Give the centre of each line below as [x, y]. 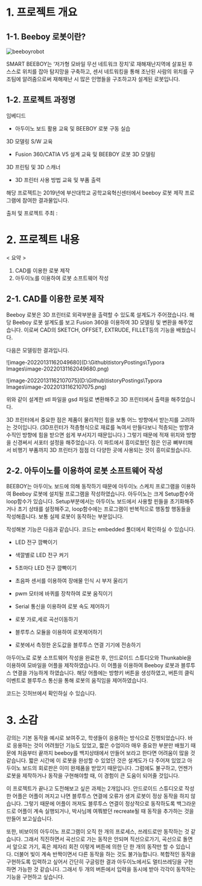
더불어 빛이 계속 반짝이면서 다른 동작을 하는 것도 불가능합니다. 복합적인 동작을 [105, 854]
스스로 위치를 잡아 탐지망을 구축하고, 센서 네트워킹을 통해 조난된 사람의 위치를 [97, 71]
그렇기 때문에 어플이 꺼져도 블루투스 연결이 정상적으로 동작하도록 [99, 804]
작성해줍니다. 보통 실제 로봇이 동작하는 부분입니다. [65, 517]
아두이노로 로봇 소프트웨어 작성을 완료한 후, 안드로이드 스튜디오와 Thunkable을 [99, 658]
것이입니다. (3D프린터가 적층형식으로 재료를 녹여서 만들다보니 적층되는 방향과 [103, 427]
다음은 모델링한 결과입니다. [38, 350]
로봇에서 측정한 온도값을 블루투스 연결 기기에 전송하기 [78, 645]
